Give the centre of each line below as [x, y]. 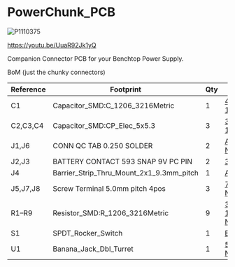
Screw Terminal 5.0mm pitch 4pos [109, 188]
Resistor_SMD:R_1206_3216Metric [111, 212]
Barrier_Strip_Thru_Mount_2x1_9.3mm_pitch [126, 173]
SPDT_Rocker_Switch [87, 233]
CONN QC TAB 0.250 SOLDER [102, 145]
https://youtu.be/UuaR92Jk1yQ [52, 45]
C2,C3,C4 [27, 125]
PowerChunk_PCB [62, 12]
